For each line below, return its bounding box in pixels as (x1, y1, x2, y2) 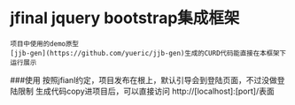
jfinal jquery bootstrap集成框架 (10, 8, 240, 28)
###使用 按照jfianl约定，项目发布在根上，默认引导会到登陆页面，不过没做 (10, 74, 278, 85)
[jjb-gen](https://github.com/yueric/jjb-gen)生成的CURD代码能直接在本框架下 (10, 49, 287, 57)
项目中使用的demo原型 (10, 39, 79, 49)
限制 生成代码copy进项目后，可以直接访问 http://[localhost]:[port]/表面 (17, 86, 275, 96)
